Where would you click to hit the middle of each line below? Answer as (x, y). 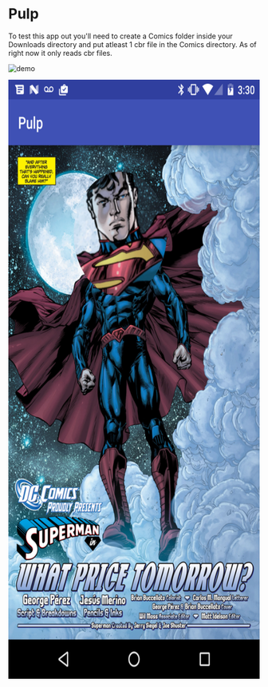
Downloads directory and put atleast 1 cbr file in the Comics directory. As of (132, 44)
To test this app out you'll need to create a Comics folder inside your (120, 36)
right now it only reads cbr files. (61, 53)
